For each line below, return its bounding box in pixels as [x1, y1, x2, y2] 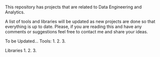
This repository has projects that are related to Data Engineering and [5, 4, 142, 10]
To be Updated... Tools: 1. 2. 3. [5, 38, 66, 44]
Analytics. [5, 9, 25, 15]
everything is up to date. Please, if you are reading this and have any [5, 24, 142, 29]
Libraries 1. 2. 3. [5, 48, 37, 53]
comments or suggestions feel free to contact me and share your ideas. [5, 29, 148, 34]
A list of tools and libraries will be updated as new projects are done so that [5, 19, 156, 24]
